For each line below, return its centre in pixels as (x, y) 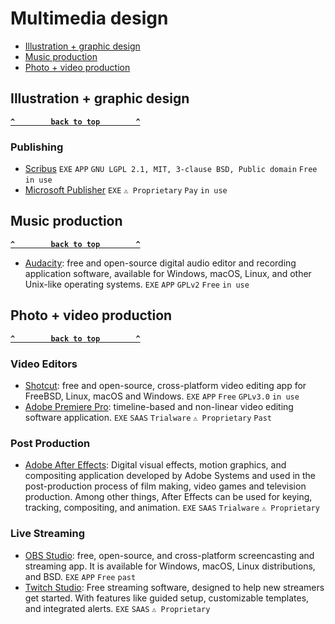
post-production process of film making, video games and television (165, 486)
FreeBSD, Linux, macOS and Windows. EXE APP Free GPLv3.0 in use (162, 396)
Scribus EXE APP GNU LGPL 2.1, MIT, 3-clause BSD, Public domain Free (171, 169)
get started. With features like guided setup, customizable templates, (167, 598)
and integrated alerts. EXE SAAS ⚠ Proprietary (117, 608)
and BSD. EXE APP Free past (80, 576)
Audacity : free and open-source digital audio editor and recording (160, 263)
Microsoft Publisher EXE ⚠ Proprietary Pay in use (126, 190)
